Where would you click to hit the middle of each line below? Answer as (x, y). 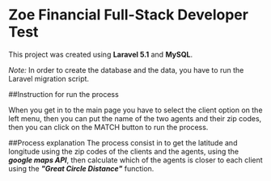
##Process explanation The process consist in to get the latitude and (123, 142)
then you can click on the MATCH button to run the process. (108, 127)
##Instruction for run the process (64, 94)
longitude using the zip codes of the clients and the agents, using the (124, 151)
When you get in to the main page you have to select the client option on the (135, 110)
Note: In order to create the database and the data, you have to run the (126, 69)
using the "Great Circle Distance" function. (81, 168)
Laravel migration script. (49, 78)
